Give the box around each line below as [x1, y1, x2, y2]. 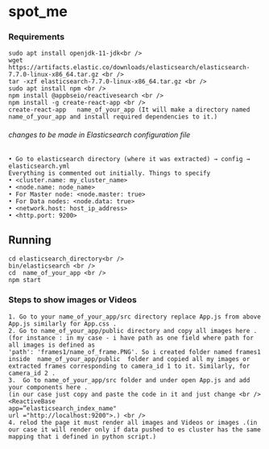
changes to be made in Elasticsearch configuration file [8, 130, 191, 139]
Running [8, 233, 52, 247]
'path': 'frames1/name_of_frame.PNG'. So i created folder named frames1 [8, 347, 262, 356]
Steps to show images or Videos [8, 294, 137, 306]
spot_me [8, 2, 68, 21]
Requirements [8, 31, 65, 43]
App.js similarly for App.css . [8, 319, 117, 328]
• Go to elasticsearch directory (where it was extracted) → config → [8, 155, 250, 163]
